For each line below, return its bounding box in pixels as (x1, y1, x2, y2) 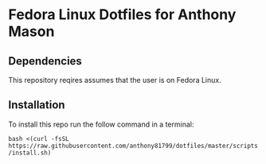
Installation (8, 98, 65, 112)
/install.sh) (8, 149, 52, 157)
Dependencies (8, 54, 82, 68)
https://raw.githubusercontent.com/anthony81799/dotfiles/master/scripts (8, 142, 259, 150)
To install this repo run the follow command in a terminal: (8, 119, 194, 129)
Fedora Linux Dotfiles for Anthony (8, 6, 237, 24)
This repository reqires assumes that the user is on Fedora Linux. (8, 76, 221, 84)
